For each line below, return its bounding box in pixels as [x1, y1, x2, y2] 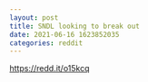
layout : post [9, 13, 59, 23]
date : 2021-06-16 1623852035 [9, 30, 120, 39]
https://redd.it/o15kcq [9, 63, 90, 74]
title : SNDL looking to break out [9, 22, 141, 31]
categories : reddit [9, 38, 84, 48]
